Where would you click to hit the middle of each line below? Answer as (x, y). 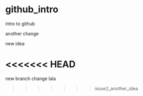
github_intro (32, 9)
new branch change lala (31, 79)
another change (22, 33)
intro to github (20, 24)
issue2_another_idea (116, 88)
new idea (15, 43)
